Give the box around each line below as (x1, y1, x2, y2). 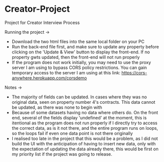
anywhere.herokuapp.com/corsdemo (11, 75, 87, 81)
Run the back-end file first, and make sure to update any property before (11, 44, 159, 49)
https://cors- (121, 69, 147, 75)
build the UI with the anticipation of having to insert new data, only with (11, 140, 156, 146)
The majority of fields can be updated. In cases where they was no (11, 94, 147, 100)
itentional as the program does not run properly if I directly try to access (11, 120, 158, 126)
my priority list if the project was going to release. (11, 151, 112, 157)
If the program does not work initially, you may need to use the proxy (11, 59, 151, 65)
